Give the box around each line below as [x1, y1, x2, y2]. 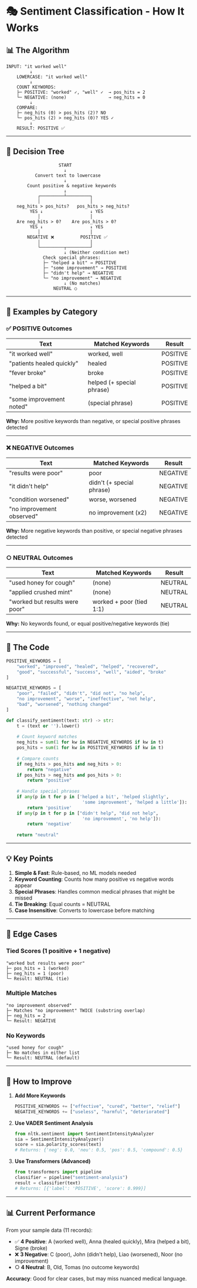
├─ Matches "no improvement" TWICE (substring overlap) [6, 1008, 145, 1013]
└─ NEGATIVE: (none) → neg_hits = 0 [16, 94, 145, 100]
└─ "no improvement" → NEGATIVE [43, 275, 122, 281]
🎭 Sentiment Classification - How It [6, 5, 185, 18]
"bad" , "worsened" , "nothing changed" [16, 702, 111, 708]
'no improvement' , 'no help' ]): [81, 816, 161, 822]
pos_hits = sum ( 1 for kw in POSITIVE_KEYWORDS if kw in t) [16, 745, 164, 751]
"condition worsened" [9, 495, 69, 503]
